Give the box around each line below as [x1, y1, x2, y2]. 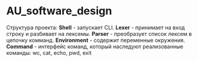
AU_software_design [6, 4, 112, 18]
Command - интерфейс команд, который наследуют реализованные [6, 43, 184, 50]
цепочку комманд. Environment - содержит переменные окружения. [6, 36, 185, 44]
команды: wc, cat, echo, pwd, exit [6, 49, 92, 56]
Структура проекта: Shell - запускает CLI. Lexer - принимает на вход [6, 24, 185, 31]
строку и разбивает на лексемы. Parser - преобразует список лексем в [6, 30, 192, 37]
